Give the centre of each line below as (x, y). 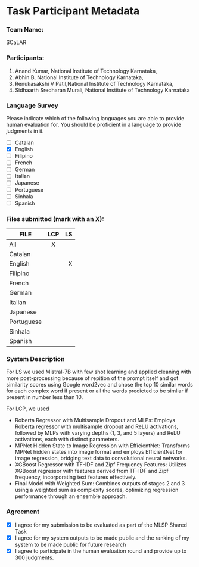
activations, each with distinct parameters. (67, 440)
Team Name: (25, 30)
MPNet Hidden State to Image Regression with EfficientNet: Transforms (102, 445)
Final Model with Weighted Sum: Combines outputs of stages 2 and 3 (100, 484)
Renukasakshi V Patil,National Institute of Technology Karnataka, (94, 83)
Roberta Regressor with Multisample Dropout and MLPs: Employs (95, 420)
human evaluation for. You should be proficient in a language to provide (94, 125)
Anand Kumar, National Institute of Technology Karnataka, (86, 71)
